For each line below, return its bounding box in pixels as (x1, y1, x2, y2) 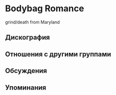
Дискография (5, 33, 50, 42)
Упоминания (5, 83, 47, 92)
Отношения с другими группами (5, 50, 112, 58)
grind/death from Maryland (5, 19, 60, 25)
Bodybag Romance (5, 3, 85, 14)
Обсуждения (5, 67, 47, 75)
